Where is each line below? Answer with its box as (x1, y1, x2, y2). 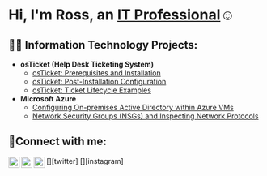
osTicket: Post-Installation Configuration (32, 77, 167, 86)
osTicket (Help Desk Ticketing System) (19, 59, 155, 69)
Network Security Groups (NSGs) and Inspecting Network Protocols (32, 111, 259, 121)
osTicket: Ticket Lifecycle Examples (32, 85, 152, 95)
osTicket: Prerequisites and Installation (32, 68, 162, 78)
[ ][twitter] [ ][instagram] (46, 156, 124, 165)
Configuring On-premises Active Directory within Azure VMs (32, 103, 235, 112)
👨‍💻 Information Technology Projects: (8, 38, 198, 52)
